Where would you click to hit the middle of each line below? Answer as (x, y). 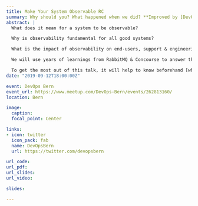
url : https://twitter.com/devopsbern (58, 151)
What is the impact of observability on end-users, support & (89, 49)
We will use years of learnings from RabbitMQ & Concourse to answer (98, 60)
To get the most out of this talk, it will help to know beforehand (97, 70)
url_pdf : (17, 167)
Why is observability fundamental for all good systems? (83, 39)
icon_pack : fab (30, 140)
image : (14, 108)
